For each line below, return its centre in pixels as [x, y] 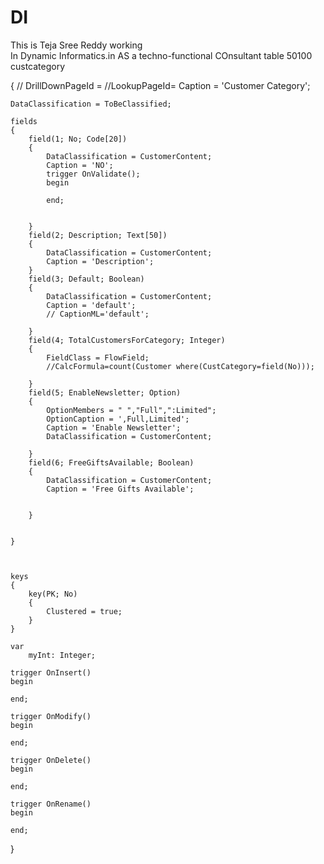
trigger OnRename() [51, 804]
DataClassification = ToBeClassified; [91, 104]
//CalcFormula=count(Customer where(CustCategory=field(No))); [180, 366]
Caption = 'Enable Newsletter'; [114, 427]
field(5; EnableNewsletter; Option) [105, 392]
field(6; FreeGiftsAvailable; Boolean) [111, 462]
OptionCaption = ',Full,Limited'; [118, 419]
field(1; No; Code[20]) [78, 139]
